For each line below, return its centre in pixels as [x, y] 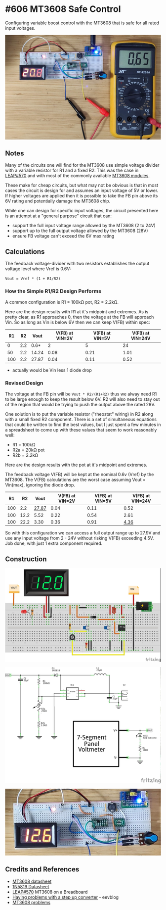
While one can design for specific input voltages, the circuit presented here [82, 211]
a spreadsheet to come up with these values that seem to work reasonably [81, 430]
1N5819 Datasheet [31, 886]
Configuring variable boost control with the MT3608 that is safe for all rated [82, 23]
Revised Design [24, 383]
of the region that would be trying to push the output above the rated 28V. [80, 404]
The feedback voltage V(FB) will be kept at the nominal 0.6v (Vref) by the [80, 474]
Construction [26, 559]
